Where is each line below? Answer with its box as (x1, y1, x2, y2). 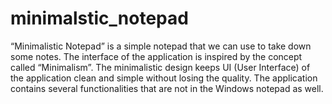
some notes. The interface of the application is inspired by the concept (10, 50, 303, 62)
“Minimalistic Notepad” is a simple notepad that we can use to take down (10, 40, 312, 52)
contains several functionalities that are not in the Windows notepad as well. (10, 82, 324, 94)
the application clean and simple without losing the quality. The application (10, 72, 318, 84)
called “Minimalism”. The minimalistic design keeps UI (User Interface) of (10, 61, 311, 73)
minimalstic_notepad (10, 7, 189, 30)
